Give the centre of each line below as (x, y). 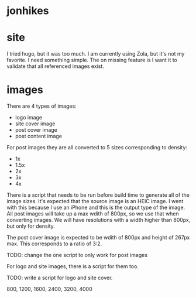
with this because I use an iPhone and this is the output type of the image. (96, 208)
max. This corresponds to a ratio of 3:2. (54, 244)
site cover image (35, 124)
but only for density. (31, 226)
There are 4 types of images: (42, 106)
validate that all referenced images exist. (55, 66)
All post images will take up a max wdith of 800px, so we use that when (93, 214)
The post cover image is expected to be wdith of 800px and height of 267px (98, 238)
